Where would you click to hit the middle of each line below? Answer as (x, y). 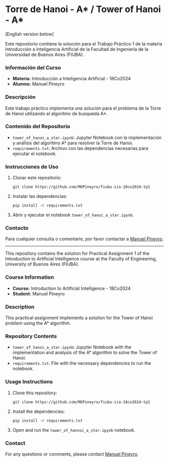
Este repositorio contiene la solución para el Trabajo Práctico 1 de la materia (84, 43)
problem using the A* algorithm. (38, 323)
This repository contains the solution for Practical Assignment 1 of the (77, 253)
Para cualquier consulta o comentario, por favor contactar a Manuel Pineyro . (84, 239)
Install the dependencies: (39, 411)
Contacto (17, 228)
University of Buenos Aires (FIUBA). (42, 264)
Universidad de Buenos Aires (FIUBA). (45, 55)
